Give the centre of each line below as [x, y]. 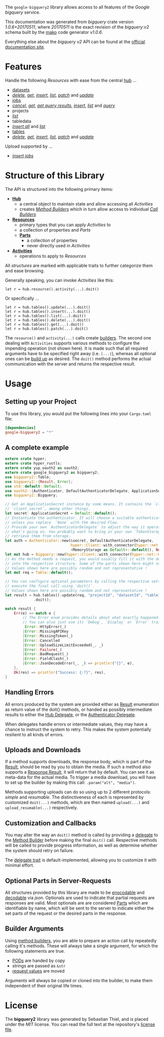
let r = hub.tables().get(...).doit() [44, 324]
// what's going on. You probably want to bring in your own [69, 532]
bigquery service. [23, 12]
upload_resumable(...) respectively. [41, 808]
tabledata [22, 121]
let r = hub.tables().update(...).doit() [48, 307]
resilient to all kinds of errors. [34, 734]
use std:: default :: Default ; [34, 486]
